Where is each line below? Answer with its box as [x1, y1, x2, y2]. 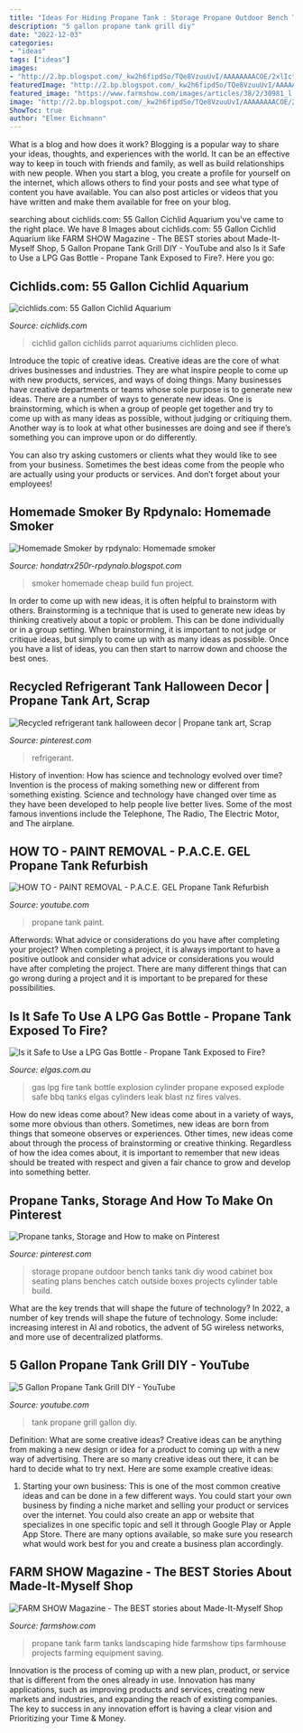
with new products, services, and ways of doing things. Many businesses [9, 374, 282, 385]
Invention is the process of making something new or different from [9, 779, 260, 790]
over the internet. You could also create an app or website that [22, 1509, 255, 1520]
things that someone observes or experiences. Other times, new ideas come [9, 1128, 293, 1139]
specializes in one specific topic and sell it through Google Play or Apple [22, 1519, 291, 1530]
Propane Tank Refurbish [9, 858, 149, 873]
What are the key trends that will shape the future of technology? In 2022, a [9, 1303, 290, 1314]
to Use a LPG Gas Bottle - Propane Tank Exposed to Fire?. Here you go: [9, 252, 275, 263]
